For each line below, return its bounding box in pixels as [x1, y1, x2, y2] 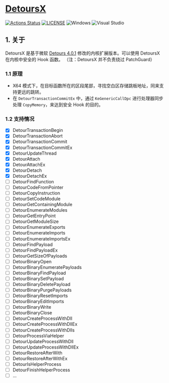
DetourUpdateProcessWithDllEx [12, 344, 79, 350]
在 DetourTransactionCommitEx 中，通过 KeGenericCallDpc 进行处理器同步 [12, 95, 164, 102]
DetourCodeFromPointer [12, 184, 64, 190]
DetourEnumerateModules [12, 207, 68, 213]
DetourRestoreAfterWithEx [12, 355, 68, 361]
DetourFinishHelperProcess [12, 367, 71, 373]
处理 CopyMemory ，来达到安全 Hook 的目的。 [12, 102, 103, 108]
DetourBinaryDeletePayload [12, 281, 71, 288]
